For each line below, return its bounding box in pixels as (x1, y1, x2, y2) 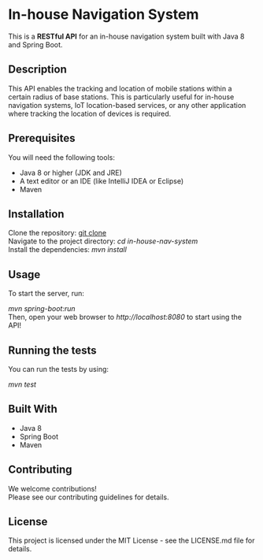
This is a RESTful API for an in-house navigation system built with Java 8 (8, 32, 246, 41)
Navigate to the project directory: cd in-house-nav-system (8, 236, 198, 246)
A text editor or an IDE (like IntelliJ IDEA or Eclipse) (19, 176, 184, 186)
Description (8, 63, 67, 76)
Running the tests (8, 343, 97, 357)
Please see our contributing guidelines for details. (8, 492, 169, 502)
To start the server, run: (8, 289, 85, 299)
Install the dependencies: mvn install (8, 245, 128, 254)
